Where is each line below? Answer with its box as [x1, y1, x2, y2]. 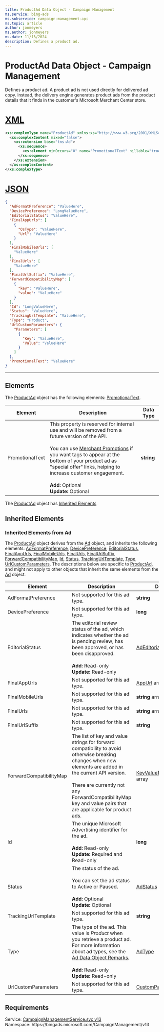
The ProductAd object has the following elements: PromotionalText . [5, 395, 141, 400]
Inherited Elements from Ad [5, 529, 72, 536]
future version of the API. [49, 433, 107, 440]
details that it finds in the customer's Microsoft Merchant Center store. [5, 97, 146, 103]
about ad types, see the [71, 948, 126, 955]
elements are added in [71, 763, 123, 770]
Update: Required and [71, 851, 123, 858]
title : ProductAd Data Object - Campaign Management [5, 7, 115, 12]
